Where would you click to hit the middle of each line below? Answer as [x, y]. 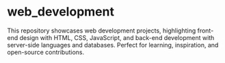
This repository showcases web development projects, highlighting [102, 30]
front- [206, 30]
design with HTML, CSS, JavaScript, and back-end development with [117, 37]
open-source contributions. [45, 52]
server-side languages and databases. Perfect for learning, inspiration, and [113, 45]
